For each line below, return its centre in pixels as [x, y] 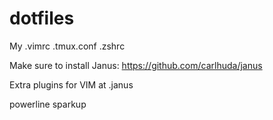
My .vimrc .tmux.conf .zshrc [67, 46]
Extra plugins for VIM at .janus [71, 84]
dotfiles [42, 18]
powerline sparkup [48, 104]
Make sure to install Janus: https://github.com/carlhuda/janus [136, 65]
